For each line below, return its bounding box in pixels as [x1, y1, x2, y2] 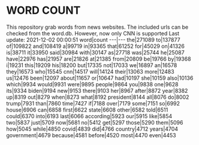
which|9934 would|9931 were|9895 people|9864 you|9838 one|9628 [6, 80, 179, 87]
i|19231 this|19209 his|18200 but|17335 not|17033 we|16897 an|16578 [6, 61, 177, 69]
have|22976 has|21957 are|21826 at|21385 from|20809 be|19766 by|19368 [6, 55, 191, 62]
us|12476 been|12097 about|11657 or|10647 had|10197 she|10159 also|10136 [6, 74, 194, 81]
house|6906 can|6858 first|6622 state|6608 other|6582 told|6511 [6, 106, 168, 113]
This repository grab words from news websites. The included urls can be [6, 23, 189, 31]
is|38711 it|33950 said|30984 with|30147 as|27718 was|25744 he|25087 [6, 49, 185, 56]
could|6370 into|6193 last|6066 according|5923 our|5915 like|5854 [6, 112, 173, 120]
